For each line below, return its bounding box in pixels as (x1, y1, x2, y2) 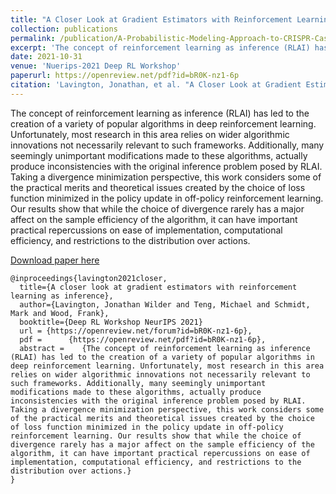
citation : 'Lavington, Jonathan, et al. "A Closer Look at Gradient (10, 80, 302, 90)
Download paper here (10, 254, 100, 266)
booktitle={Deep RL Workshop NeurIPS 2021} (19, 317, 203, 327)
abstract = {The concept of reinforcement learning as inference (19, 343, 311, 353)
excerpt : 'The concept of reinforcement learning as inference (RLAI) (10, 42, 311, 53)
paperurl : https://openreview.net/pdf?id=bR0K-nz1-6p (10, 71, 240, 81)
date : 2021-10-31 (10, 52, 83, 62)
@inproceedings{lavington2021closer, (10, 273, 168, 283)
